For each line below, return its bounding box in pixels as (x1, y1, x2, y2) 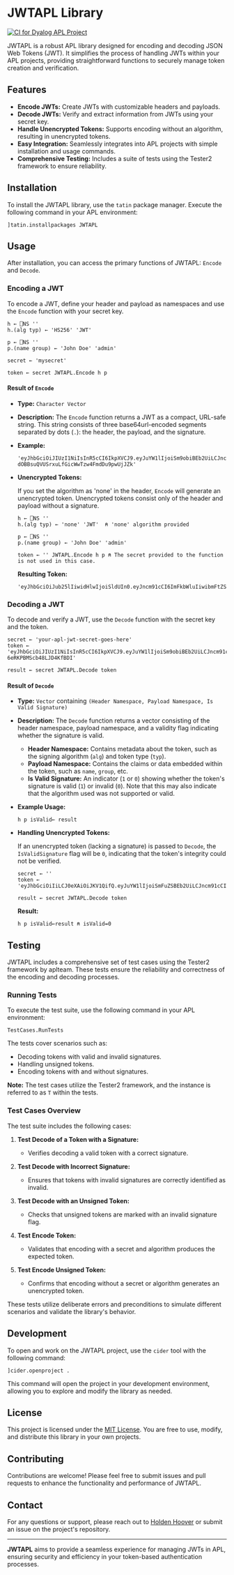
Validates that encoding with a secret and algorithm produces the (27, 1244, 216, 1253)
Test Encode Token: (17, 1231, 77, 1239)
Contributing (7, 1453, 64, 1465)
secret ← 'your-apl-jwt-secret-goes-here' (7, 636, 132, 643)
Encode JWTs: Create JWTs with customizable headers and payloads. (17, 103, 221, 111)
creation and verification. (7, 63, 79, 72)
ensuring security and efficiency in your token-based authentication (7, 1553, 203, 1561)
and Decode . (7, 266, 40, 275)
